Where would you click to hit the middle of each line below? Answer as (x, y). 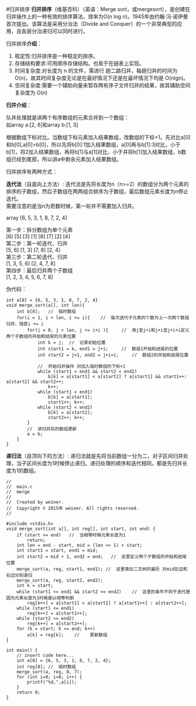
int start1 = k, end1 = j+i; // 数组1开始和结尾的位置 (108, 349)
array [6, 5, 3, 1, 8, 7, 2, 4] (37, 218)
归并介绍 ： (19, 105)
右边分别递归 (19, 575)
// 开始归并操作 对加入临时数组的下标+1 (81, 366)
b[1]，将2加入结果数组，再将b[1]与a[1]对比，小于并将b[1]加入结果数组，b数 (96, 152)
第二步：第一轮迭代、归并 (37, 243)
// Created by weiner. (35, 502)
